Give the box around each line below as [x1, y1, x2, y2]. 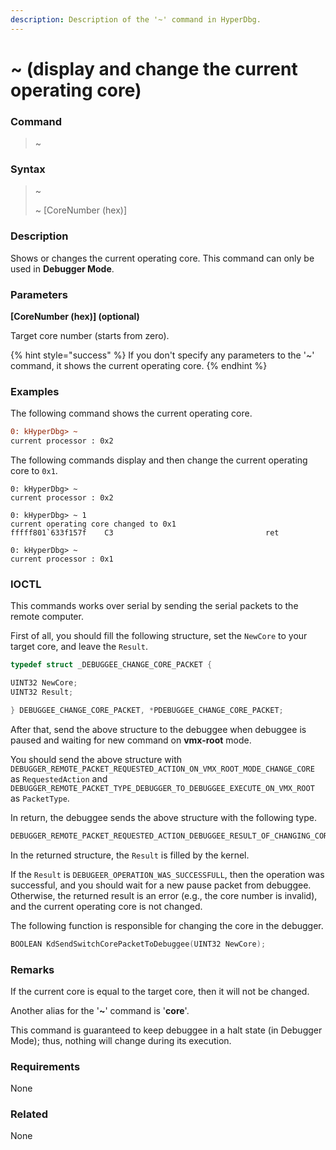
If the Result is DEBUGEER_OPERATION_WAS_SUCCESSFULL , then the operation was [10, 868, 325, 880]
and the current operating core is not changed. [10, 900, 203, 912]
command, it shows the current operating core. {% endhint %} [10, 360, 268, 371]
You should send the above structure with [10, 753, 183, 765]
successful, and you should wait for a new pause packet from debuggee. [10, 879, 312, 891]
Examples [10, 384, 60, 398]
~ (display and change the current [10, 57, 298, 80]
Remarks [10, 962, 55, 976]
